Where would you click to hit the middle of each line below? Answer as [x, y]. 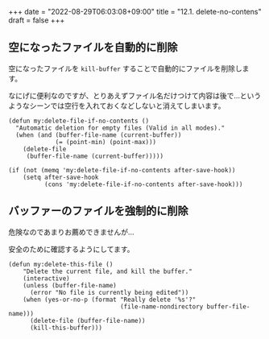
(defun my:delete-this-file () [61, 264]
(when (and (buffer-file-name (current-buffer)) [99, 135]
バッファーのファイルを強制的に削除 [98, 211]
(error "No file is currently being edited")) [109, 292]
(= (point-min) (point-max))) [106, 142]
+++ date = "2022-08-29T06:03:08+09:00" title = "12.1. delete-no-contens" [135, 12]
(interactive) [46, 278]
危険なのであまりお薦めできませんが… [71, 232]
